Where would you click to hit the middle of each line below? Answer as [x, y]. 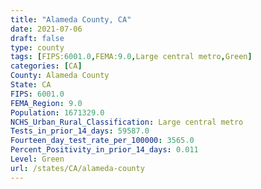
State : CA [31, 85]
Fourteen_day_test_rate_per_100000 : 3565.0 [102, 141]
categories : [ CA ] [46, 66]
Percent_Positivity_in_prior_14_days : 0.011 [104, 150]
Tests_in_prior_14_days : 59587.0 [80, 131]
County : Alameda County [60, 76]
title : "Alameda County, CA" [71, 19]
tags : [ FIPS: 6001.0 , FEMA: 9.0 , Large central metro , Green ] [131, 57]
